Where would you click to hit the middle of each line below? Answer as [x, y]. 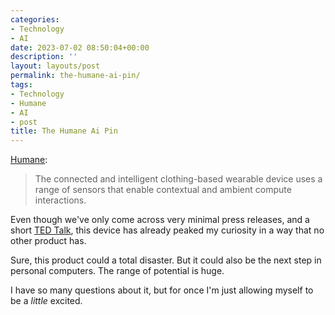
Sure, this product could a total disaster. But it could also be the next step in [166, 260]
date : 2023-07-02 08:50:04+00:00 [80, 47]
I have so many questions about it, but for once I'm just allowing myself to [162, 290]
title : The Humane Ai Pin [64, 131]
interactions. [60, 200]
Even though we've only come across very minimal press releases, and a [160, 220]
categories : [35, 19]
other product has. [48, 241]
